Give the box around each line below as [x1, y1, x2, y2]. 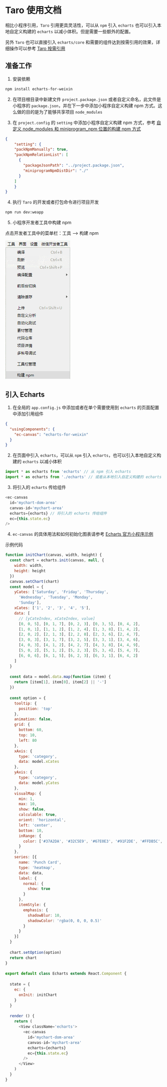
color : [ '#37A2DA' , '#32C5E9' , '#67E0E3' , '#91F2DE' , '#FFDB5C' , [23, 839, 163, 844]
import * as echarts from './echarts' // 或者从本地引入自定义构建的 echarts [5, 474, 162, 480]
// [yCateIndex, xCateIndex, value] [18, 616, 95, 621]
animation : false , [14, 717, 53, 722]
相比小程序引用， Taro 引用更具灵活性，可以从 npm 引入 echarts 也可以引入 [5, 22, 157, 28]
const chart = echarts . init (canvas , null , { [10, 558, 104, 563]
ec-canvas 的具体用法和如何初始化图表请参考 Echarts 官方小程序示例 [12, 531, 153, 537]
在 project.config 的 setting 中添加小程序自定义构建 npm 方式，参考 [12, 119, 155, 126]
